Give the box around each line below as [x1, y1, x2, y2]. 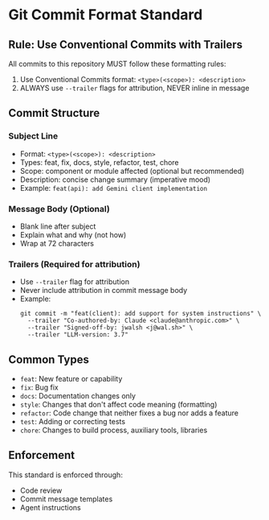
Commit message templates [19, 493, 113, 504]
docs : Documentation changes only [19, 391, 137, 401]
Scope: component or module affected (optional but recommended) [19, 166, 245, 175]
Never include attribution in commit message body [19, 286, 188, 295]
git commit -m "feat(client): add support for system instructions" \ [19, 310, 262, 318]
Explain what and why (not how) [19, 229, 127, 239]
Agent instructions [19, 502, 82, 512]
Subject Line [8, 130, 59, 142]
